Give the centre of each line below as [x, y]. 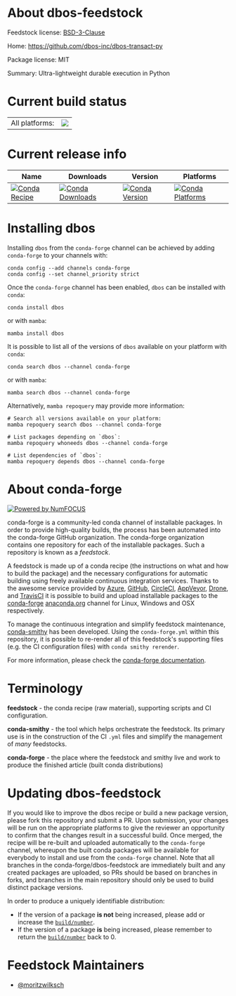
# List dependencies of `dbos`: [54, 455]
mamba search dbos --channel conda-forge [69, 392]
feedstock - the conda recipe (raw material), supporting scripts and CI [110, 708]
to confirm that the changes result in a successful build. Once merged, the [115, 835]
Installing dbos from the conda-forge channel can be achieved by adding [111, 248]
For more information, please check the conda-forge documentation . [107, 660]
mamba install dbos [36, 333]
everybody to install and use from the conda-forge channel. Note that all [111, 857]
